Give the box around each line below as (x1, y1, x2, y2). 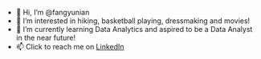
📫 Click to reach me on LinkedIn (15, 42, 124, 51)
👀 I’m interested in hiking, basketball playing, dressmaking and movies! (15, 16, 251, 26)
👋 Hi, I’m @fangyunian (15, 8, 90, 17)
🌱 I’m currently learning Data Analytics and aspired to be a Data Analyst (15, 25, 253, 33)
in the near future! (15, 33, 76, 42)
